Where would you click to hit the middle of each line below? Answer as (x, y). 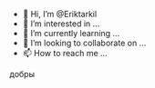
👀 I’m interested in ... (61, 24)
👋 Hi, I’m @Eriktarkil (60, 14)
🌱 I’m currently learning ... (71, 33)
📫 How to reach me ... (65, 53)
